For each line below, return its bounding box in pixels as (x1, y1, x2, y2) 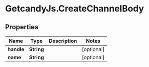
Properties (5, 23, 39, 31)
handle (7, 46, 25, 53)
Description (49, 38, 77, 44)
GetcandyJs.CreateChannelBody (5, 3, 144, 14)
